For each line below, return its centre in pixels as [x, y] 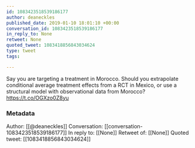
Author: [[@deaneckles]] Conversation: [55, 126]
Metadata [20, 113]
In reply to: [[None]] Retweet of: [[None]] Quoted [128, 132]
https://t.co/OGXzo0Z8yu [37, 98]
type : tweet [21, 51]
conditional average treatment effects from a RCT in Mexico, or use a [91, 85]
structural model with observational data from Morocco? [76, 91]
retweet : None [24, 40]
